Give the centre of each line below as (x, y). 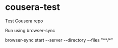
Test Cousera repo (24, 21)
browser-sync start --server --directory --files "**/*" (59, 40)
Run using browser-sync (30, 30)
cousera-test (33, 7)
